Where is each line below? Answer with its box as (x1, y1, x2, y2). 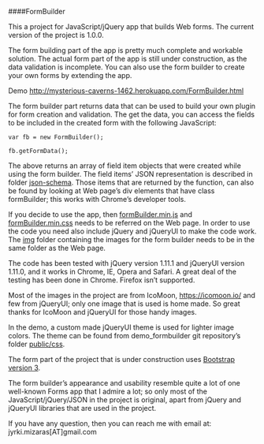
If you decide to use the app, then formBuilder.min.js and (8, 210, 193, 219)
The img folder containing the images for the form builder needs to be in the (8, 235, 255, 244)
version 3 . (8, 363, 41, 372)
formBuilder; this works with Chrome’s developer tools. (8, 195, 187, 203)
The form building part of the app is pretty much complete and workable (8, 46, 243, 54)
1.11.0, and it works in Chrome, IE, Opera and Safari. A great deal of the (8, 267, 236, 276)
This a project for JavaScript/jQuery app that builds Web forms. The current (8, 22, 255, 31)
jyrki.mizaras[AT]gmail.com (8, 427, 97, 436)
